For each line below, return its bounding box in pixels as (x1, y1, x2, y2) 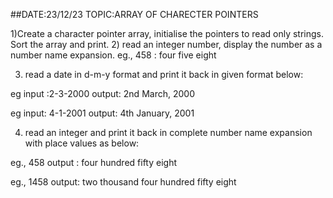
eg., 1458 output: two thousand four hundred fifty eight (10, 176, 237, 188)
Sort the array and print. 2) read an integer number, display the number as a (10, 39, 323, 50)
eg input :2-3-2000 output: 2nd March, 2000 (10, 88, 195, 99)
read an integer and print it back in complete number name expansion (24, 127, 313, 138)
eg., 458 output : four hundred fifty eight (10, 157, 177, 168)
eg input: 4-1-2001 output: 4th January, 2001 (10, 107, 195, 119)
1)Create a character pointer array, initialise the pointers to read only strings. (10, 28, 324, 39)
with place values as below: (24, 137, 140, 149)
